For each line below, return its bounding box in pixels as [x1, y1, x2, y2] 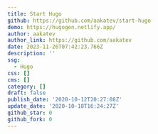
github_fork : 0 [7, 116, 53, 123]
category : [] [7, 83, 46, 90]
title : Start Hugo [7, 10, 62, 18]
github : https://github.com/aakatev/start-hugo [7, 17, 152, 24]
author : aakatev [7, 30, 56, 38]
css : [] [7, 69, 31, 77]
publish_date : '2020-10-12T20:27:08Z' [7, 96, 122, 104]
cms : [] [7, 76, 31, 84]
